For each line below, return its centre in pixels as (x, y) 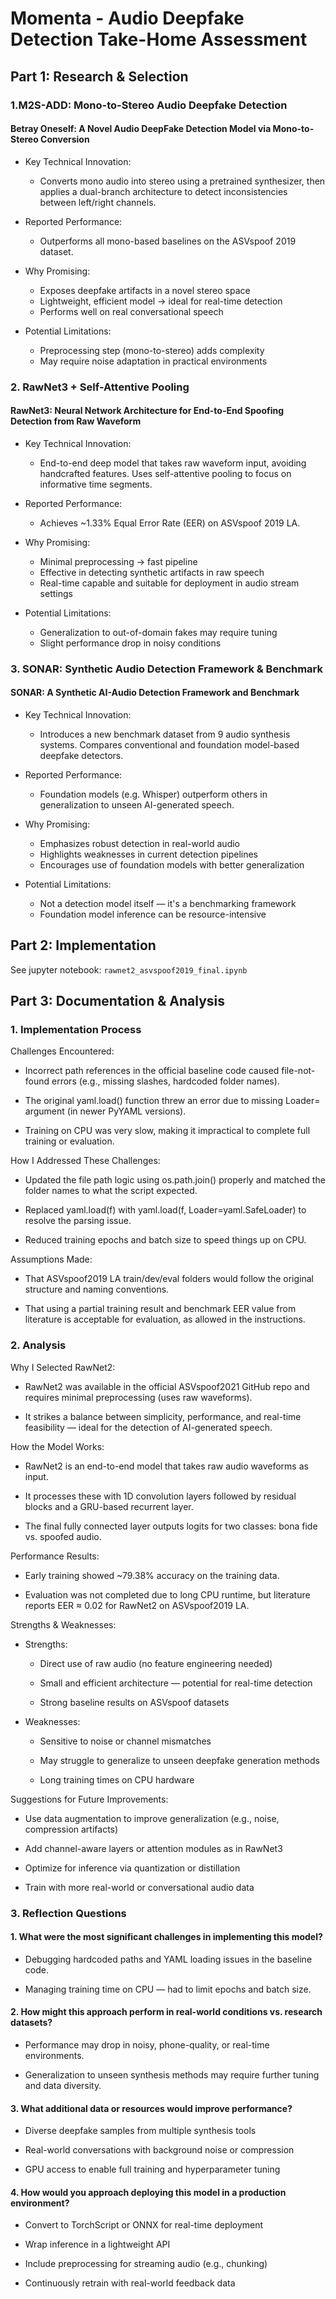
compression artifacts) (71, 1829)
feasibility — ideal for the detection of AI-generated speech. (148, 1427)
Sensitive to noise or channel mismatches (125, 1741)
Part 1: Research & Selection (99, 76)
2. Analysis (38, 1345)
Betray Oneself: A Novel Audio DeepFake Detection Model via (141, 129)
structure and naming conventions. (97, 1289)
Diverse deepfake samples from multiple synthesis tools (140, 2131)
